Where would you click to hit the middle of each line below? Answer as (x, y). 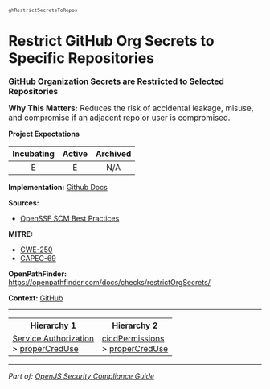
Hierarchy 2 (135, 325)
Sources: (24, 203)
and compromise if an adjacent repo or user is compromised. (119, 118)
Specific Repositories (82, 58)
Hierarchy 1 (53, 325)
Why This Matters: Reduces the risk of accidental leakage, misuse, (131, 108)
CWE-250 (36, 250)
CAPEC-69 (38, 258)
